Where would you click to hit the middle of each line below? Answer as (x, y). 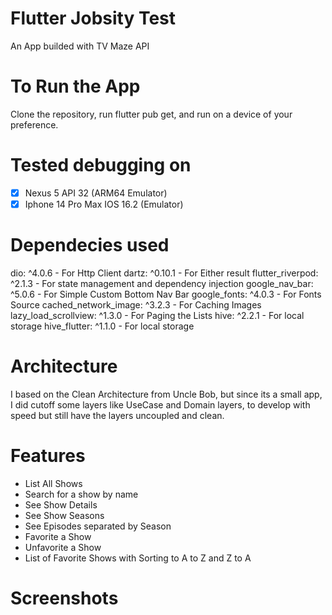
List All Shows (53, 483)
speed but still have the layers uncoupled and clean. (117, 415)
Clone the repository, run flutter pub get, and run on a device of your (151, 114)
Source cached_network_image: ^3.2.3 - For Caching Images (136, 304)
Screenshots (64, 598)
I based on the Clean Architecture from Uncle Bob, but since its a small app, (166, 394)
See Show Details (61, 504)
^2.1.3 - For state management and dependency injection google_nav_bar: (162, 283)
